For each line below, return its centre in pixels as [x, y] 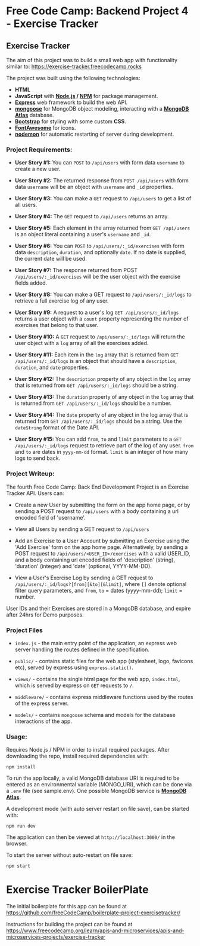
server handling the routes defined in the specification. [82, 649]
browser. [17, 844]
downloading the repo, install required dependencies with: [77, 756]
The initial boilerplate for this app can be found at [66, 907]
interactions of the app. [43, 721]
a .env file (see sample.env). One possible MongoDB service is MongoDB [96, 791]
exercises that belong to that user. [57, 325]
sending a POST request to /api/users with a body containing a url [96, 511]
